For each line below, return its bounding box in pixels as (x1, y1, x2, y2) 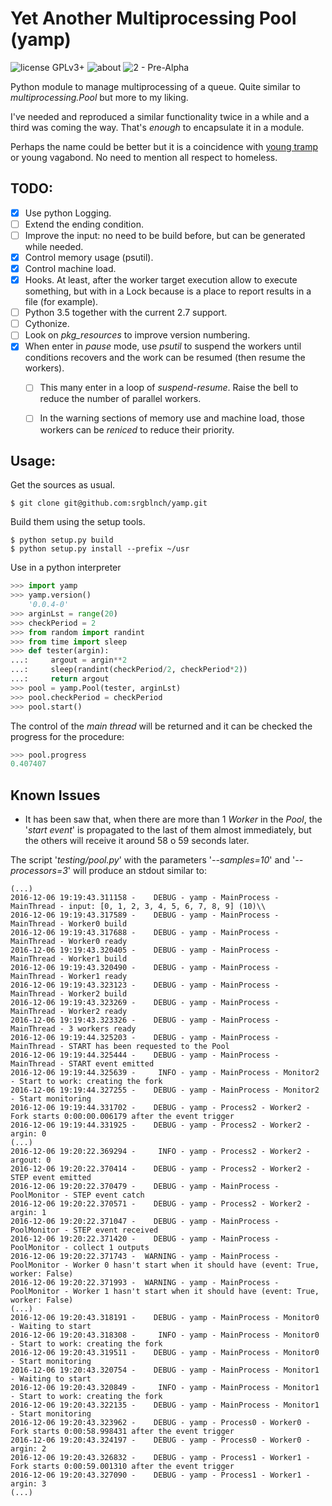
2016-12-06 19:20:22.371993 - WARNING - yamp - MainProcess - (10, 1278, 280, 1288)
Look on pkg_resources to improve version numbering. (24, 329, 251, 341)
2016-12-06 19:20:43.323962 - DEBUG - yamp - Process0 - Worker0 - (10, 1418, 311, 1428)
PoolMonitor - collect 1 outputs (10, 1243, 150, 1253)
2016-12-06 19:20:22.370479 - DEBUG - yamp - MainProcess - (10, 1182, 280, 1192)
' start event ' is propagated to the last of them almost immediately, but (24, 824, 312, 836)
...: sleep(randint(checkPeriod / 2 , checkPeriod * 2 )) (10, 665, 248, 675)
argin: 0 (10, 1129, 47, 1139)
